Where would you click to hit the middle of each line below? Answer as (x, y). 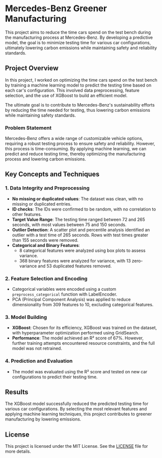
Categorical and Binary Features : (46, 245)
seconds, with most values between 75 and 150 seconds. (69, 225)
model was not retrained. (37, 349)
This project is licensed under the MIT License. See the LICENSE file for (77, 446)
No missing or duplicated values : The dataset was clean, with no (78, 199)
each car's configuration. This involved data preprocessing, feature (72, 90)
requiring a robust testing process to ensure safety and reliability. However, (80, 143)
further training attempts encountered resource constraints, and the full (83, 343)
